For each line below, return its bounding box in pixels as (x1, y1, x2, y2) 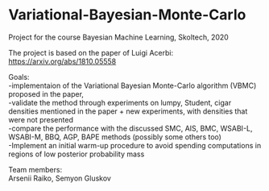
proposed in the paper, (8, 89, 85, 98)
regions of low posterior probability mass (8, 149, 145, 159)
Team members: (8, 164, 63, 174)
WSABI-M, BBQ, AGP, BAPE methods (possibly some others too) (8, 131, 221, 142)
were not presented (8, 114, 74, 124)
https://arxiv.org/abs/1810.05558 (8, 56, 117, 66)
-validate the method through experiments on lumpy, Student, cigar (8, 98, 232, 107)
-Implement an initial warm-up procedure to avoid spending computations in (8, 140, 262, 150)
